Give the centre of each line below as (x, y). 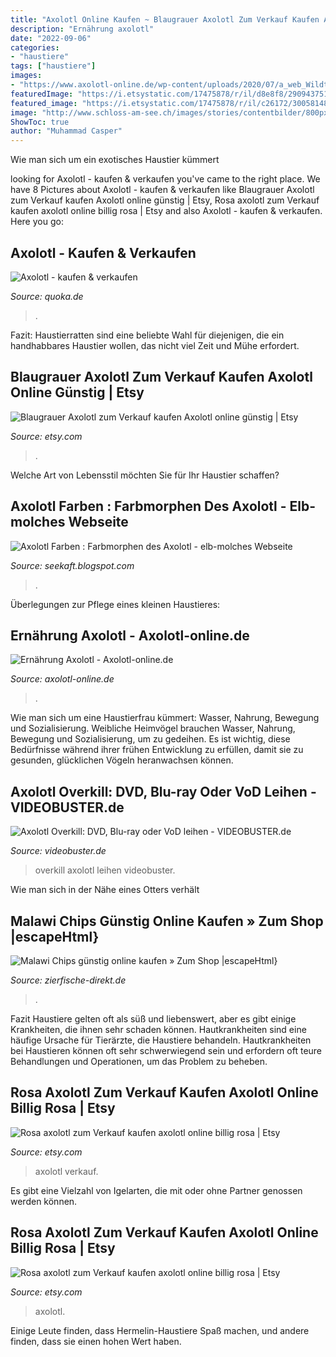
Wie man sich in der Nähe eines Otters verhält (105, 890)
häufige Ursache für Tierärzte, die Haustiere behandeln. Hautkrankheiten (161, 1040)
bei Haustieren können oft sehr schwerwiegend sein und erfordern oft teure (166, 1050)
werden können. (44, 1201)
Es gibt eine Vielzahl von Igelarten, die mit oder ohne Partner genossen (156, 1190)
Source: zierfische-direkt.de (68, 980)
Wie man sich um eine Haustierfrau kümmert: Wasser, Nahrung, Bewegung (165, 718)
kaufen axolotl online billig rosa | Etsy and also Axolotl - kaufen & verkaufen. (166, 211)
